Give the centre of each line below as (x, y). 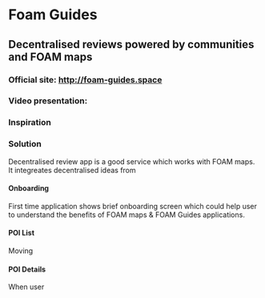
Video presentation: (48, 101)
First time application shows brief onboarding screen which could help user (133, 206)
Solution (25, 144)
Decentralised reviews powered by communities (131, 44)
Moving (21, 251)
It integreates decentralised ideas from (72, 170)
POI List (21, 233)
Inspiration (30, 123)
